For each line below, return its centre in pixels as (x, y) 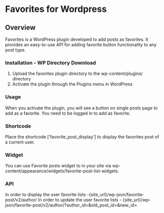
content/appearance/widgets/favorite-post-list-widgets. (62, 171)
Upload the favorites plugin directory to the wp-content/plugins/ (78, 73)
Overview (20, 28)
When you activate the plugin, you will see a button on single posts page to (82, 108)
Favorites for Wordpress (56, 9)
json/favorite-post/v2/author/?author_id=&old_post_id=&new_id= (71, 205)
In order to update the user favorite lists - (80, 200)
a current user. (20, 142)
